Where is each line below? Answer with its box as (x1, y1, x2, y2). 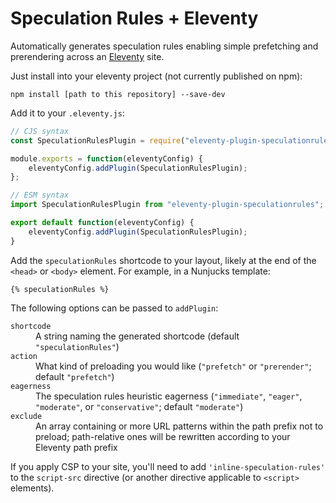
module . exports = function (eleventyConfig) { (10, 153, 203, 164)
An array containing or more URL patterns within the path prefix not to (35, 420, 324, 432)
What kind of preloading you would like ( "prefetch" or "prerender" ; (35, 360, 312, 372)
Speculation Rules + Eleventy (10, 7, 259, 30)
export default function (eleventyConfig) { (10, 218, 195, 228)
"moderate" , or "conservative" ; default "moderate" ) (35, 400, 244, 412)
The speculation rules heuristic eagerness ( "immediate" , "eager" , (35, 390, 303, 402)
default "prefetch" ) (35, 370, 115, 382)
